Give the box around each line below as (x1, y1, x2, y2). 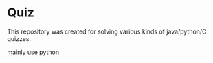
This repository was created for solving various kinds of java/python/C (7, 27, 207, 36)
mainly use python (7, 48, 60, 56)
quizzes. (7, 34, 32, 42)
